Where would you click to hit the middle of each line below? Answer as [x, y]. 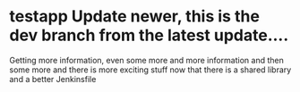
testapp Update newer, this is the [134, 17]
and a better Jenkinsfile [53, 79]
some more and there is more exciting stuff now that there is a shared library [150, 70]
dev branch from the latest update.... [149, 35]
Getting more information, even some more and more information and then [146, 60]
